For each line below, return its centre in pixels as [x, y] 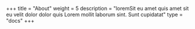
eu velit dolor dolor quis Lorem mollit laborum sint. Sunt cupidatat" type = [95, 14]
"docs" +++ [20, 21]
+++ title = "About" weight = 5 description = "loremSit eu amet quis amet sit [97, 8]
